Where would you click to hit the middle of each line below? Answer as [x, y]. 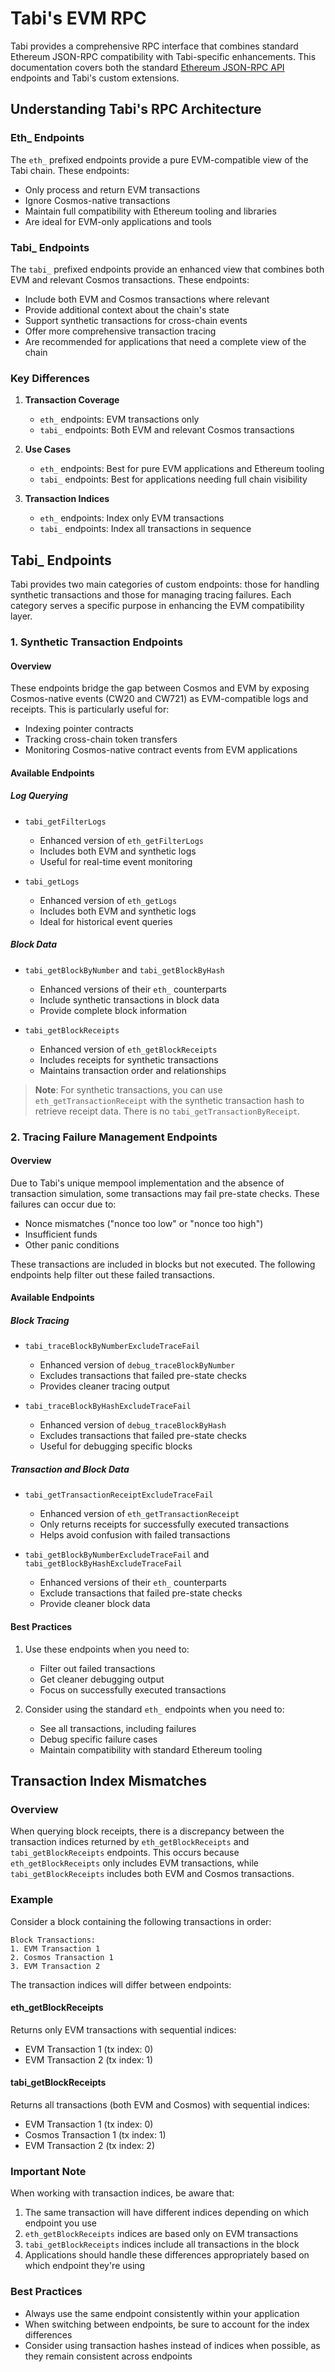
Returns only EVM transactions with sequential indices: [123, 2029]
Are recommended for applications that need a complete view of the [165, 341]
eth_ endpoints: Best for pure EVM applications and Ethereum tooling [182, 469]
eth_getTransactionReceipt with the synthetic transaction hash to [169, 1100]
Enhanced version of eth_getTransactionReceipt [139, 1514]
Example [32, 1900]
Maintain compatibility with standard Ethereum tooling [151, 1749]
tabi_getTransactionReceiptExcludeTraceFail [119, 1495]
